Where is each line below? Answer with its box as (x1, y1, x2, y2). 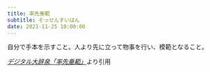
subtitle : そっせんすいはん (7, 17, 80, 24)
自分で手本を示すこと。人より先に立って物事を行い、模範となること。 (7, 43, 208, 51)
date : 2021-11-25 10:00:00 (7, 23, 86, 30)
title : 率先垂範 (7, 10, 50, 17)
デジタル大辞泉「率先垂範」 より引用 (7, 57, 111, 66)
